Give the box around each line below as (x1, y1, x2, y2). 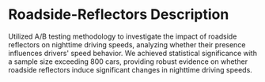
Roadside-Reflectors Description (8, 6, 229, 24)
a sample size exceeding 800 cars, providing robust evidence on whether (8, 57, 248, 66)
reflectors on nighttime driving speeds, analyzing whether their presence (8, 39, 246, 49)
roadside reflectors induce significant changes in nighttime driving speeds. (8, 65, 253, 74)
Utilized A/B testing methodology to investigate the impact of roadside (8, 32, 237, 41)
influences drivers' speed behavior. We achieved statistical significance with (8, 48, 257, 58)
